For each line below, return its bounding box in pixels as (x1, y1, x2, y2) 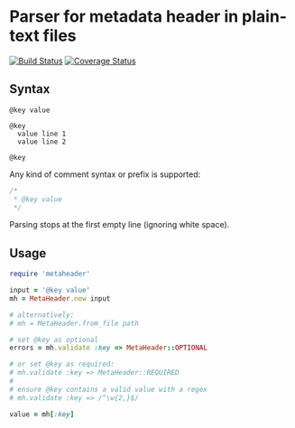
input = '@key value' (9, 286, 91, 295)
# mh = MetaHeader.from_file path (9, 319, 140, 328)
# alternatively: (9, 310, 75, 320)
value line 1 (17, 129, 67, 138)
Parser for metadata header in (9, 6, 239, 27)
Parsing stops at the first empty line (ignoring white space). (9, 219, 230, 230)
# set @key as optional (9, 335, 99, 344)
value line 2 (17, 137, 67, 146)
